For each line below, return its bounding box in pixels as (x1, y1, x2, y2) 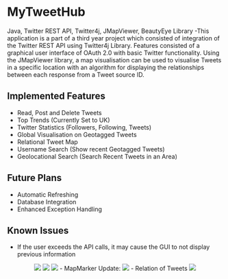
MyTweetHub (7, 4, 86, 20)
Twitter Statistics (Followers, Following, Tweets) (16, 123, 152, 131)
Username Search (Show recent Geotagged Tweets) (16, 145, 166, 153)
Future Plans (7, 172, 62, 184)
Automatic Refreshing (16, 190, 79, 199)
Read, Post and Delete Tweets (16, 108, 102, 117)
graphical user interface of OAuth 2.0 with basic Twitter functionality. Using (7, 49, 220, 57)
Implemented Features (7, 90, 106, 102)
